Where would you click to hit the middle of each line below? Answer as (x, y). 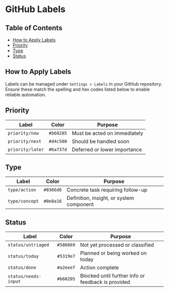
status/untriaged (28, 245)
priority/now (23, 133)
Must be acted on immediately (107, 133)
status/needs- (25, 276)
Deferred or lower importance (107, 150)
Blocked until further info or (112, 276)
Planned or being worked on (113, 253)
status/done (22, 268)
